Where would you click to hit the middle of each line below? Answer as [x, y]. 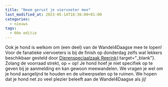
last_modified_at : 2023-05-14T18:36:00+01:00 [53, 14]
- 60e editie [23, 33]
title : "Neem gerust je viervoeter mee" [48, 10]
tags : [11, 28]
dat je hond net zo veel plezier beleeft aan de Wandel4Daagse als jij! [76, 79]
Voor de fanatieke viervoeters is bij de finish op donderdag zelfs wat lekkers [84, 52]
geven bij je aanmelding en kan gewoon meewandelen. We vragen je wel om [84, 68]
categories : [18, 19]
